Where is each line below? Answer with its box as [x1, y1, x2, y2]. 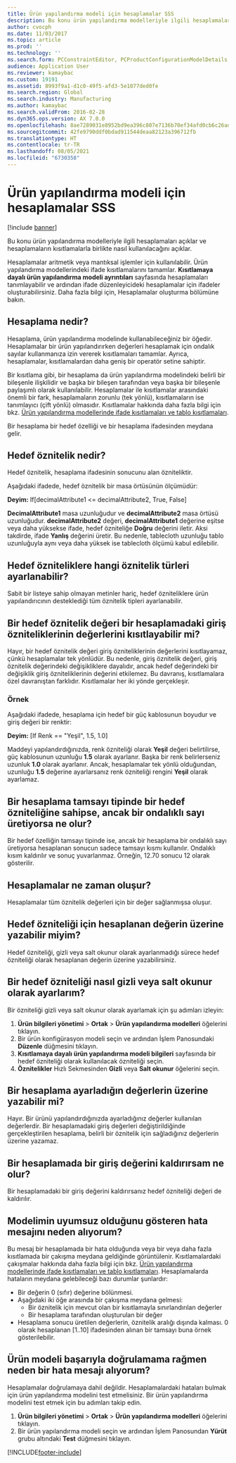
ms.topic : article [7, 37, 61, 44]
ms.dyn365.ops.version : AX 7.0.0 [7, 115, 105, 122]
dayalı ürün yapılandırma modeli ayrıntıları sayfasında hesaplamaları [7, 273, 209, 281]
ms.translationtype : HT [7, 135, 77, 142]
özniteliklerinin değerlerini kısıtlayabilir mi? [7, 628, 200, 640]
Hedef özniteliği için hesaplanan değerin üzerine [7, 918, 224, 930]
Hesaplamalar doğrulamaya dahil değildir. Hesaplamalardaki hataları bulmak [7, 1383, 227, 1392]
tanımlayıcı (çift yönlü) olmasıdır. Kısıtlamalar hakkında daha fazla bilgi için [7, 400, 221, 409]
